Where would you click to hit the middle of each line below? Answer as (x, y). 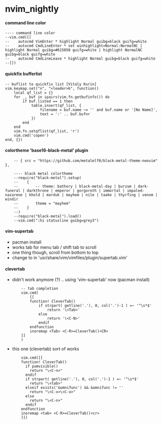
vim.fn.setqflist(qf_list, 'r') (46, 131)
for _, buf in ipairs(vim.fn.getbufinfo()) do (62, 97)
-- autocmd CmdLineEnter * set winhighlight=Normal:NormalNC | (74, 46)
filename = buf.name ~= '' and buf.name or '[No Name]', (99, 110)
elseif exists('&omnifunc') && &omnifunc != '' (74, 388)
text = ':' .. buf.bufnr (65, 114)
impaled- (136, 191)
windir (12, 199)
